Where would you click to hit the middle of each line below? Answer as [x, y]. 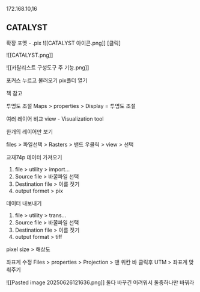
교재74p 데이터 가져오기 [34, 157]
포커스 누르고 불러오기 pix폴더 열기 [47, 80]
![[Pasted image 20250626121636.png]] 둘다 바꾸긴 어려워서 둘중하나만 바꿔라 [100, 282]
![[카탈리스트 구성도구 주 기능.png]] [48, 67]
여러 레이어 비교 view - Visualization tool [55, 119]
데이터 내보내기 [24, 203]
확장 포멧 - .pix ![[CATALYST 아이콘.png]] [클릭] [64, 43]
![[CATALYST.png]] [30, 55]
